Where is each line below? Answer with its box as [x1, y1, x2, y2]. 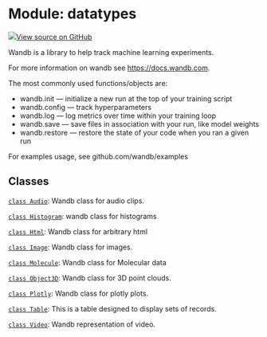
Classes [8, 174, 49, 188]
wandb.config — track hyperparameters [19, 102, 152, 112]
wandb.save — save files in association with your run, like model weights [19, 119, 260, 128]
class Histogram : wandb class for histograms [8, 211, 157, 221]
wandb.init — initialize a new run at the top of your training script [19, 93, 233, 104]
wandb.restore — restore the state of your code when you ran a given [19, 127, 249, 137]
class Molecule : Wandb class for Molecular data [8, 257, 167, 267]
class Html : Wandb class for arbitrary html [8, 226, 148, 236]
